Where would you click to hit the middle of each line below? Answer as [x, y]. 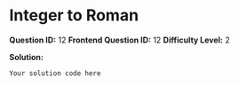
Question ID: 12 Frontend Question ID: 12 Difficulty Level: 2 [120, 40]
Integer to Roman [74, 15]
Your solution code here [55, 73]
